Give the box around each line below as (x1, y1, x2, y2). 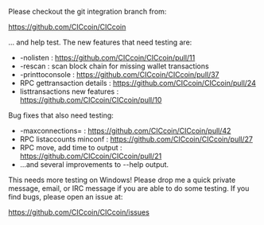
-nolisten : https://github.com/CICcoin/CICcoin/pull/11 (19, 53, 196, 62)
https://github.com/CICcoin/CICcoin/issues (8, 208, 149, 217)
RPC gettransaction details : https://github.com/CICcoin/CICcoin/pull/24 (19, 79, 256, 87)
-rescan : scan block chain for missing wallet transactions (19, 61, 209, 71)
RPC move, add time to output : (19, 143, 122, 152)
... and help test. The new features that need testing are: (8, 37, 192, 47)
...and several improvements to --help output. (19, 160, 169, 169)
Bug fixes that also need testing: (8, 111, 114, 120)
